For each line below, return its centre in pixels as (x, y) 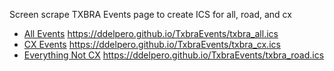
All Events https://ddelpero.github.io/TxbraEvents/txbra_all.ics (151, 33)
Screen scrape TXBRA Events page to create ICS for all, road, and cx (150, 14)
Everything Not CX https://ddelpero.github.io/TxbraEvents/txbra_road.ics (174, 55)
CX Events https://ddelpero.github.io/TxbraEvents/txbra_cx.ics (152, 44)
